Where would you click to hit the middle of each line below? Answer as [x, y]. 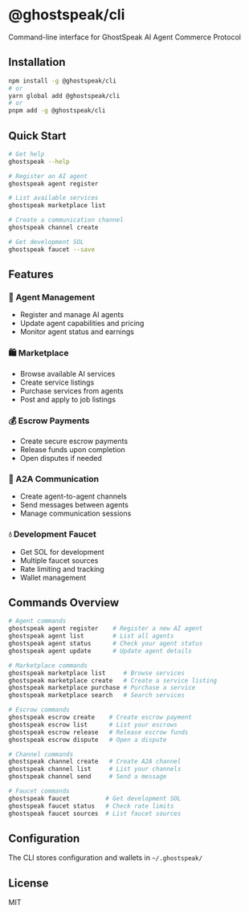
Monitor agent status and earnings [77, 332]
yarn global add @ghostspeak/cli [64, 96]
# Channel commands [41, 754]
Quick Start [37, 135]
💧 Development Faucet [52, 534]
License [29, 883]
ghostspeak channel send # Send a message [88, 776]
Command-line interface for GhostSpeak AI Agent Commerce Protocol [124, 37]
